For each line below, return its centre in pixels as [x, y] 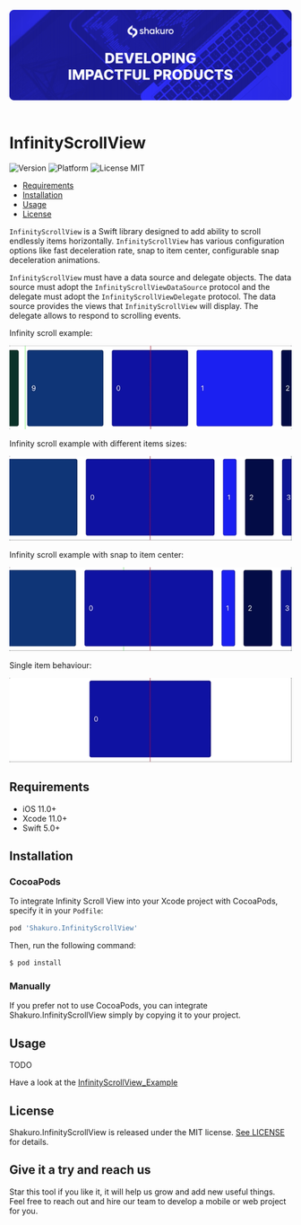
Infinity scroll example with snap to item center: [97, 554]
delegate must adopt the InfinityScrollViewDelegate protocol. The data [142, 296]
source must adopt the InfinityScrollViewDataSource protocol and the [140, 286]
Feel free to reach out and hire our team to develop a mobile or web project [148, 1201]
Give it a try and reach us [80, 1170]
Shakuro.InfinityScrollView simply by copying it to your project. [125, 1015]
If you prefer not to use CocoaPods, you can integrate [108, 1006]
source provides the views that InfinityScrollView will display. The [134, 305]
